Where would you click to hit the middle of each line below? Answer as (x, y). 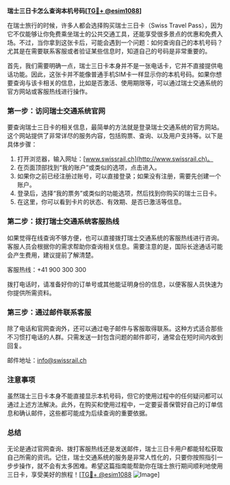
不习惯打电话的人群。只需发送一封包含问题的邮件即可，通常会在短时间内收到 (115, 337)
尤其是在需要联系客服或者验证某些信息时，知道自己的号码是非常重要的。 (109, 51)
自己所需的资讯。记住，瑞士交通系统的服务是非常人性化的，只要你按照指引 (112, 458)
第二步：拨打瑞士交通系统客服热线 (63, 221)
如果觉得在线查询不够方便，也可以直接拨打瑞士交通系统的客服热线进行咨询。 (115, 238)
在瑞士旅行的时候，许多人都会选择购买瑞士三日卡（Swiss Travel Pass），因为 (115, 25)
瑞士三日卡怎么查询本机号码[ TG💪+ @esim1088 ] (75, 11)
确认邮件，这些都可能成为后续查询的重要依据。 (85, 413)
